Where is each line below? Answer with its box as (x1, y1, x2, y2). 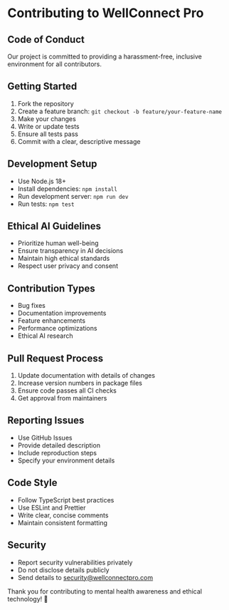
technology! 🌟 (7, 594, 48, 603)
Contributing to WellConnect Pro (7, 5, 204, 21)
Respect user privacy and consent (17, 262, 119, 270)
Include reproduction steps (17, 448, 97, 457)
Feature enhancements (17, 316, 86, 325)
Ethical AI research (17, 331, 73, 340)
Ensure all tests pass (17, 130, 78, 138)
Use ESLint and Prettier (17, 503, 86, 512)
